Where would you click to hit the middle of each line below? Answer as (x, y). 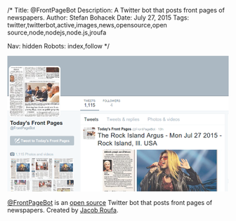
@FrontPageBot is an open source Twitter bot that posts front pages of (110, 203)
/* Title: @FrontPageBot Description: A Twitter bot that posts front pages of (116, 10)
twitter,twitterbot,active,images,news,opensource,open (87, 25)
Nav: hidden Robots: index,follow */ (59, 46)
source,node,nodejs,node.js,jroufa (57, 32)
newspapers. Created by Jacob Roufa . (63, 210)
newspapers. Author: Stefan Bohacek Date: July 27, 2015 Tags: (98, 18)
